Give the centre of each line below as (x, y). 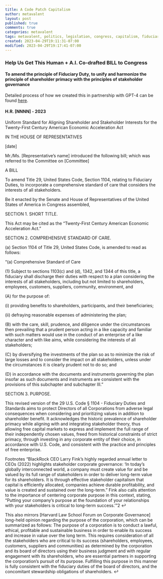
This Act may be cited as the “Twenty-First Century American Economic (77, 223)
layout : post (18, 18)
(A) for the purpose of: (27, 296)
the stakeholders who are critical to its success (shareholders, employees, (79, 540)
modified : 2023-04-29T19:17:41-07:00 (43, 46)
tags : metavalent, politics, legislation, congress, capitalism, (72, 37)
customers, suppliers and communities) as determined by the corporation (79, 546)
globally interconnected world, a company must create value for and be (76, 469)
